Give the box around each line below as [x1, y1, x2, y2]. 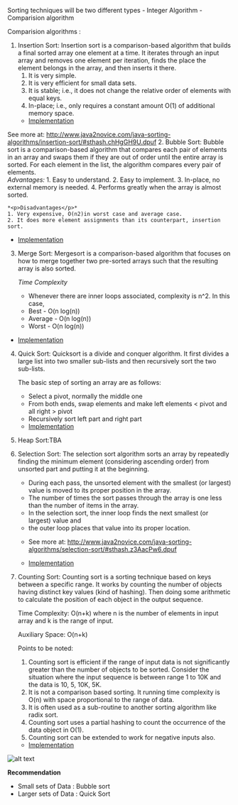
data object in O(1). [28, 725, 84, 734]
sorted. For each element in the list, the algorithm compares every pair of [7, 160, 222, 169]
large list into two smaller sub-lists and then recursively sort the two [17, 357, 217, 365]
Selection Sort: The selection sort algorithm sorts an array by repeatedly [17, 450, 229, 458]
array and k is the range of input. [17, 617, 114, 625]
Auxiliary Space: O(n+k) [17, 630, 88, 638]
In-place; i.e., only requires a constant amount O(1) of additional [28, 102, 215, 109]
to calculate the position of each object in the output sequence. [17, 596, 204, 603]
